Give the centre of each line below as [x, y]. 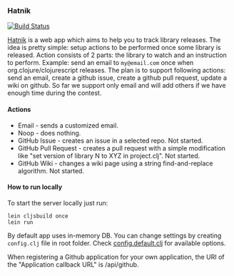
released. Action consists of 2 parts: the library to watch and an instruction [117, 55]
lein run [20, 222]
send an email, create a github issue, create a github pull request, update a [117, 78]
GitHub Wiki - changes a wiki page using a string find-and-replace [115, 163]
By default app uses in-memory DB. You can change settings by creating [115, 235]
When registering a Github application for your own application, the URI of [116, 257]
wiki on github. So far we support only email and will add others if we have [117, 86]
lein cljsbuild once [38, 216]
